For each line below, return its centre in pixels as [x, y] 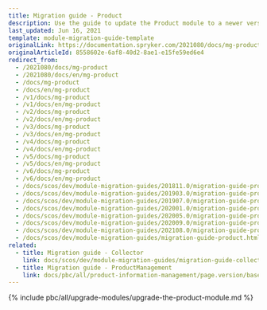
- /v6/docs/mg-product [53, 171]
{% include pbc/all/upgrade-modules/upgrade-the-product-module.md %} [131, 298]
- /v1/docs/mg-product [53, 97]
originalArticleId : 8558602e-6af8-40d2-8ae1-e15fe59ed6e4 [106, 53]
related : [23, 245]
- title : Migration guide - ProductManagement [94, 268]
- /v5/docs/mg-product [53, 156]
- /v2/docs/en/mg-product [58, 120]
